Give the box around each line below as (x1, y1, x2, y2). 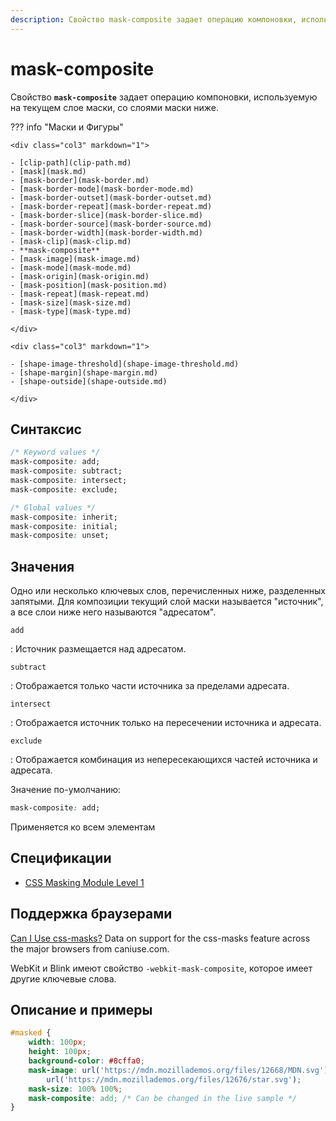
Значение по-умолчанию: (10, 784, 122, 796)
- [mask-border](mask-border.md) (10, 175, 150, 185)
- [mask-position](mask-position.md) (10, 280, 168, 290)
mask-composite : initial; (10, 521, 118, 531)
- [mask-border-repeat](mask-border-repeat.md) (10, 201, 213, 211)
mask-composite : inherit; (10, 512, 118, 522)
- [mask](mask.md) (10, 166, 87, 176)
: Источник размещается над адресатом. (10, 643, 187, 655)
